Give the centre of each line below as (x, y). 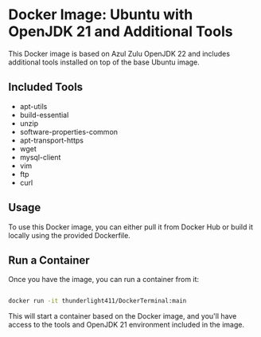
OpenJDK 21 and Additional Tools (121, 31)
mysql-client (40, 157)
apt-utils (33, 106)
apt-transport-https (51, 140)
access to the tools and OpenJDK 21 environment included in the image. (127, 325)
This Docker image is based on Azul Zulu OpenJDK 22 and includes (119, 53)
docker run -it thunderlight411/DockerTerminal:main (97, 301)
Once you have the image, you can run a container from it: (104, 280)
